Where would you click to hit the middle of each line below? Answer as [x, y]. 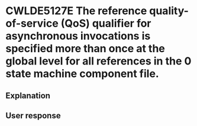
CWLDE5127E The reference [76, 11]
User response [33, 116]
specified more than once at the [85, 49]
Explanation [28, 96]
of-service [32, 23]
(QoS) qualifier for [106, 23]
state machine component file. [82, 74]
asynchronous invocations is [78, 36]
